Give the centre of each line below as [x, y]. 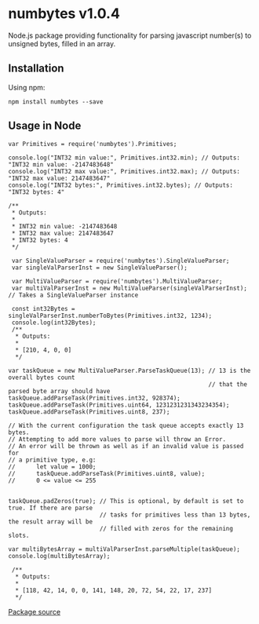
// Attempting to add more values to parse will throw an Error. [117, 439]
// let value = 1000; [52, 467]
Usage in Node [45, 126]
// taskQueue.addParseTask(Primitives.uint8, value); [107, 473]
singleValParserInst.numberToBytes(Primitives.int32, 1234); [110, 316]
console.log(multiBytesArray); [59, 556]
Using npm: [27, 87]
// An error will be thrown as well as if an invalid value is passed [126, 446]
